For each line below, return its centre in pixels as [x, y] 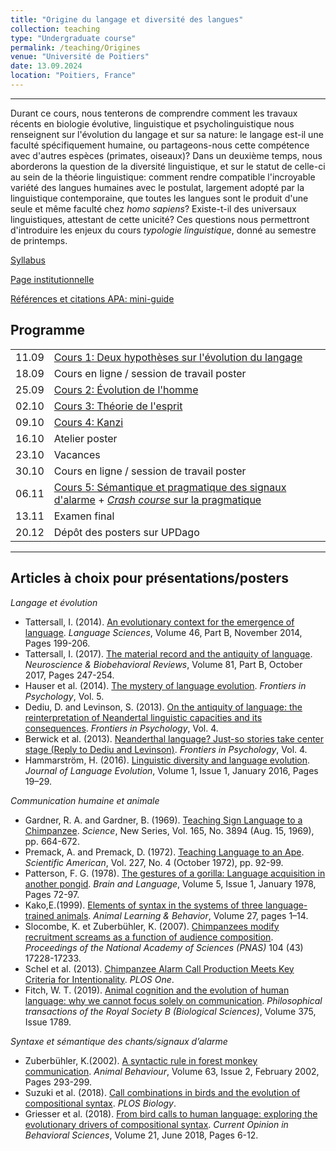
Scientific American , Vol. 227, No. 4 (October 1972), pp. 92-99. [154, 862]
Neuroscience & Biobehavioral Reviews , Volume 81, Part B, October [163, 664]
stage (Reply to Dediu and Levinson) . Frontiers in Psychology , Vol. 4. [166, 749]
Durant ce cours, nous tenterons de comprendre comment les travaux [154, 113]
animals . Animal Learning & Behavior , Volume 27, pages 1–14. [182, 915]
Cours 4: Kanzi [88, 422]
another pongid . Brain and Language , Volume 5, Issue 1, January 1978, [170, 883]
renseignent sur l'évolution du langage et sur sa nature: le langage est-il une [167, 134]
